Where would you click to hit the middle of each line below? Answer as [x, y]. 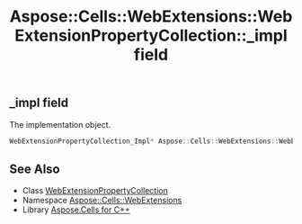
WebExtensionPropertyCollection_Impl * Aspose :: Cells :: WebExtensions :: [144, 141]
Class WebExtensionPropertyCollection [95, 191]
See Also [35, 169]
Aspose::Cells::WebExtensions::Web [151, 17]
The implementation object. [60, 124]
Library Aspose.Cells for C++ [76, 210]
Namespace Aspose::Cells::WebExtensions [102, 201]
